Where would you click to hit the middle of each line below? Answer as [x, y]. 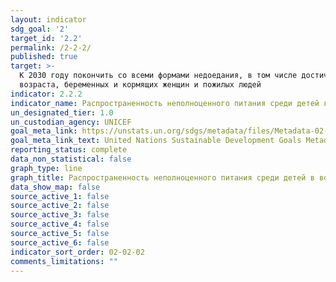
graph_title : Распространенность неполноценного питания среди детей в [162, 177]
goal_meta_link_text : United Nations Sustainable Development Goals [156, 141]
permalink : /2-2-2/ [51, 47]
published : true [44, 57]
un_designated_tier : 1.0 [62, 112]
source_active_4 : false [60, 224]
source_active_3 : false [60, 215]
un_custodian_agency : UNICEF [71, 122]
